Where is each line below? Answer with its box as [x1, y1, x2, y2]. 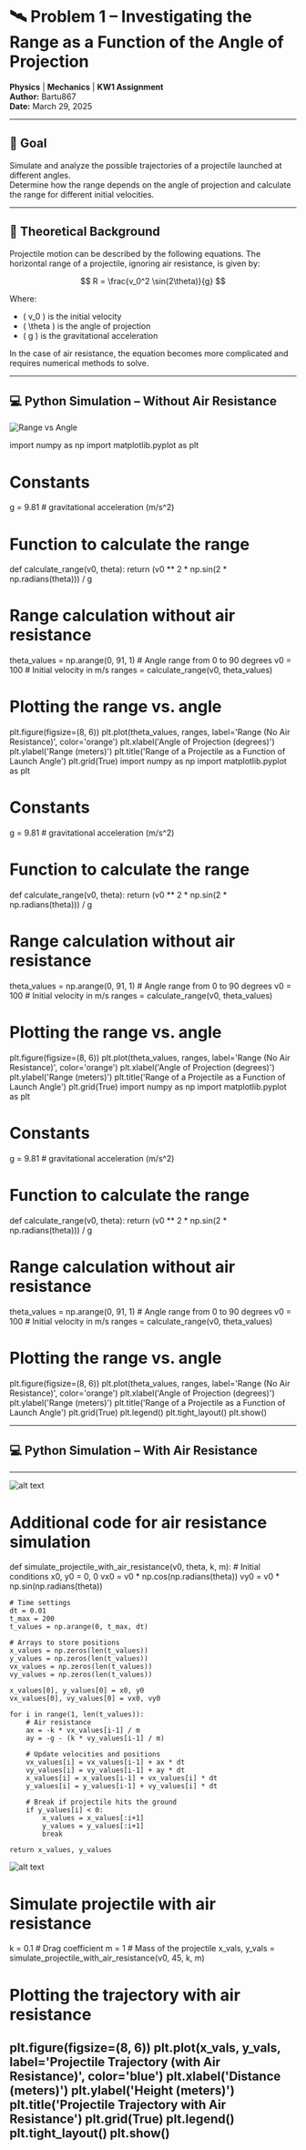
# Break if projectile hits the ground [25, 1797, 178, 1807]
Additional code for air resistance [9, 1512, 267, 1532]
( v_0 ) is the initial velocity [22, 311, 122, 322]
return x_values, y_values [9, 1846, 112, 1855]
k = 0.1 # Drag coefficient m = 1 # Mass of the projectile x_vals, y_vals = [9, 1943, 275, 1954]
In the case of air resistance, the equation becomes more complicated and [9, 347, 289, 359]
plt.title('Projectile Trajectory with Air [9, 2096, 226, 2113]
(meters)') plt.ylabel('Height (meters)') [9, 2083, 235, 2098]
